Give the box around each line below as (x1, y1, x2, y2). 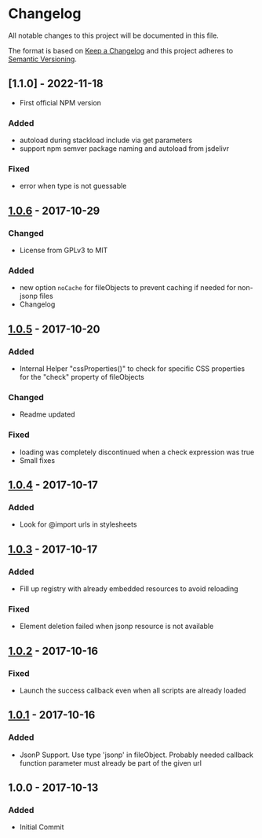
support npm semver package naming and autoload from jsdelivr (19, 144, 230, 153)
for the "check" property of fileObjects (19, 373, 145, 382)
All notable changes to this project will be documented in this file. (8, 31, 220, 40)
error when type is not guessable (19, 182, 127, 191)
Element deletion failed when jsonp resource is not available (19, 622, 214, 631)
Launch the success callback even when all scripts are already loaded (19, 685, 246, 695)
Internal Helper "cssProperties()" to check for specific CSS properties (19, 364, 246, 373)
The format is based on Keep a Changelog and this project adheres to (8, 46, 234, 55)
